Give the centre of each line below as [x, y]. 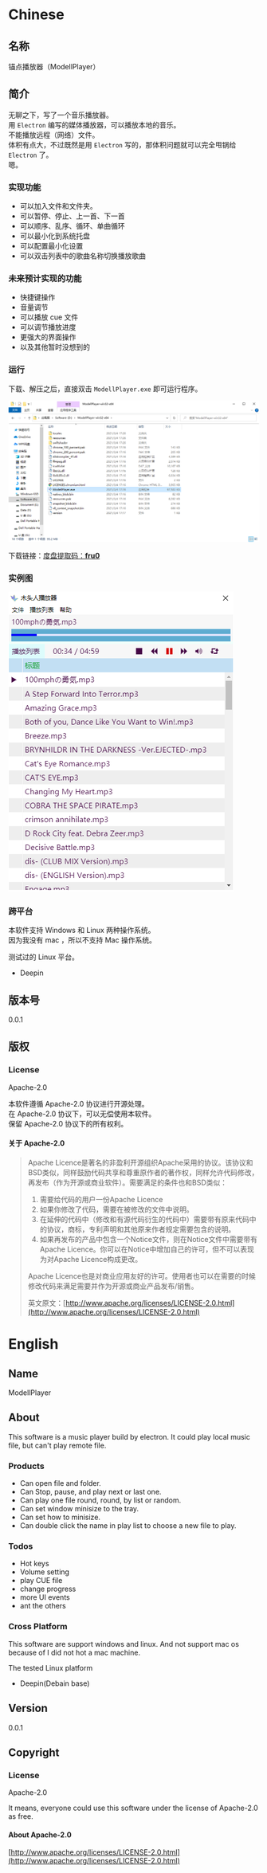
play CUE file [41, 1581]
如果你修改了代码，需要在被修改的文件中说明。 [116, 1209]
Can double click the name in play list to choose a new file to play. [128, 1526]
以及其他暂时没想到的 [55, 347]
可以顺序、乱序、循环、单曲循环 [72, 226]
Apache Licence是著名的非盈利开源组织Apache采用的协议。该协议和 [140, 1162]
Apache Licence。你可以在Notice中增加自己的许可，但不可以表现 [147, 1249]
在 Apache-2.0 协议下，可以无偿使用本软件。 [82, 1114]
